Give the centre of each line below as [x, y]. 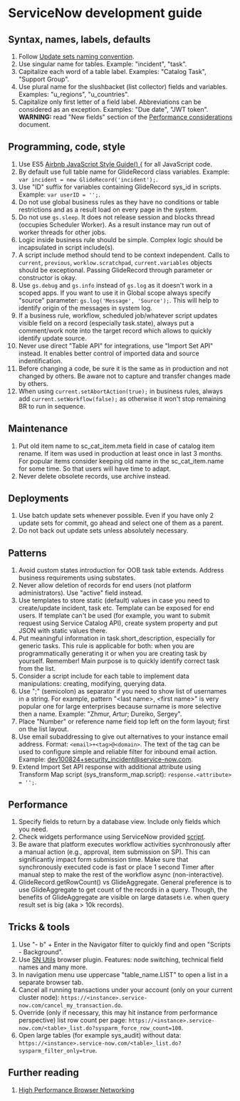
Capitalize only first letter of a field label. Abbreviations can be [110, 102]
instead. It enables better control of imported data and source [109, 353]
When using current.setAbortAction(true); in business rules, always [121, 391]
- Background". [41, 951]
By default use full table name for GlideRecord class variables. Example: [124, 172]
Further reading [43, 1073]
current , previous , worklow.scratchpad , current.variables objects [115, 262]
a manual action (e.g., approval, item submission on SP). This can [114, 852]
